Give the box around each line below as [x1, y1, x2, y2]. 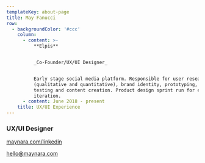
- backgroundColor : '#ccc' [12, 26, 81, 32]
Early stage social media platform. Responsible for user [33, 76, 184, 82]
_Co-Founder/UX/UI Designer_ [33, 59, 108, 65]
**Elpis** [33, 43, 59, 49]
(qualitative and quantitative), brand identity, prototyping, [33, 81, 198, 87]
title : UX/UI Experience [17, 104, 81, 110]
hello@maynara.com [6, 150, 58, 158]
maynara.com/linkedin [6, 138, 62, 145]
